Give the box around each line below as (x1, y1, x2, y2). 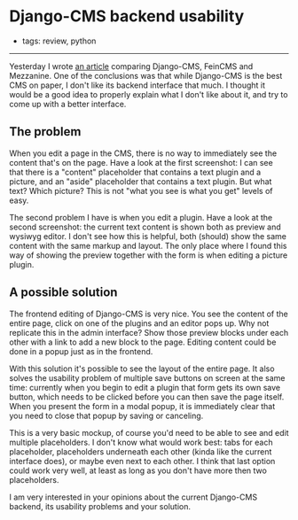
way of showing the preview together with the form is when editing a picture (9, 250, 288, 260)
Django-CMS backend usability (9, 6, 245, 27)
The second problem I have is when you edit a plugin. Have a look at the (9, 212, 273, 222)
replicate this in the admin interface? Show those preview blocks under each (9, 327, 289, 338)
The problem (9, 124, 82, 139)
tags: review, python (21, 35, 97, 46)
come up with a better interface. (9, 98, 127, 109)
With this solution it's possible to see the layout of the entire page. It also (9, 363, 275, 374)
